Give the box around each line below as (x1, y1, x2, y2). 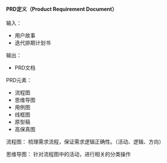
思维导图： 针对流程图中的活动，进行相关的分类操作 (6, 151, 131, 158)
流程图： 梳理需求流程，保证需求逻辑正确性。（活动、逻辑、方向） (6, 138, 164, 145)
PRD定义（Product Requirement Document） (6, 5, 117, 12)
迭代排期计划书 (14, 39, 51, 46)
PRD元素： (6, 77, 32, 84)
